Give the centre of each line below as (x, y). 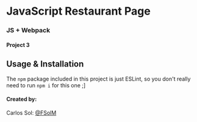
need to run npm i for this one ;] (46, 85)
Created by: (22, 99)
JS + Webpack (28, 30)
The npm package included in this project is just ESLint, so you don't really (99, 79)
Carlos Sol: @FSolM (31, 113)
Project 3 (18, 45)
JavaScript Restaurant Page (78, 11)
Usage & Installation (45, 64)
